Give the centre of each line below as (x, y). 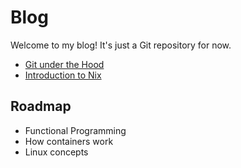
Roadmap (41, 106)
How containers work (69, 141)
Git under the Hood (64, 64)
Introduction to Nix (63, 75)
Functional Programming (75, 130)
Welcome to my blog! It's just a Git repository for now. (121, 45)
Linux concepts (56, 152)
